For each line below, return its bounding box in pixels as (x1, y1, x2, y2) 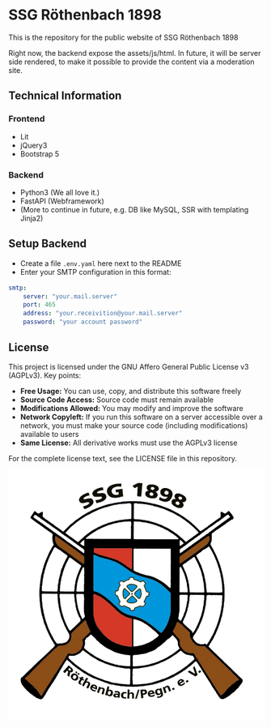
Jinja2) (19, 213, 44, 223)
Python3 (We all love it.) (19, 187, 100, 197)
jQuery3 (19, 140, 48, 150)
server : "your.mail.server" (23, 292, 117, 301)
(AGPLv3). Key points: (8, 370, 82, 380)
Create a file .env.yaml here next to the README (19, 258, 182, 268)
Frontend (8, 113, 45, 125)
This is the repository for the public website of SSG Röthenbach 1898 (8, 32, 239, 42)
